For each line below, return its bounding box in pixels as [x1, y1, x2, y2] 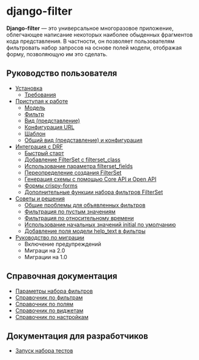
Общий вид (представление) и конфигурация [24, 136, 143, 144]
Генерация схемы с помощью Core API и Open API [24, 175, 157, 183]
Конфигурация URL [24, 123, 75, 131]
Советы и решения [15, 194, 66, 202]
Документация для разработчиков [6, 331, 149, 341]
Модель [24, 104, 46, 111]
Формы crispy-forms [24, 182, 78, 189]
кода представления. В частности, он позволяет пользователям [6, 37, 175, 45]
